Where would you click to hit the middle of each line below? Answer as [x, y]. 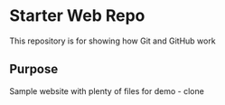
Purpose [34, 69]
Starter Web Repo [77, 16]
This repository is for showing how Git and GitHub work [112, 41]
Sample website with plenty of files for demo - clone [107, 91]
